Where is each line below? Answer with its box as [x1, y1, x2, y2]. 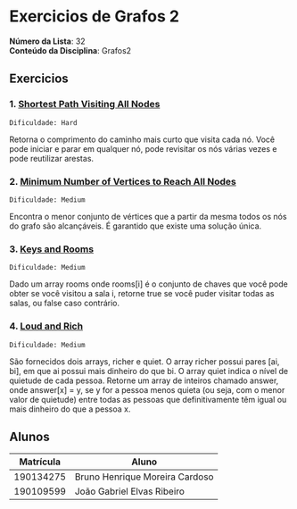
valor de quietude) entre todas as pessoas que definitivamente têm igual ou [9, 394, 287, 405]
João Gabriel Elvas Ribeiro [74, 485, 186, 497]
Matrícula [19, 455, 61, 468]
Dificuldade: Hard [9, 118, 78, 127]
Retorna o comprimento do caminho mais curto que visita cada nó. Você [9, 134, 275, 145]
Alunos [9, 429, 51, 444]
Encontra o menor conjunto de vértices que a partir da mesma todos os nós [9, 211, 287, 221]
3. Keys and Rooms [9, 243, 95, 255]
